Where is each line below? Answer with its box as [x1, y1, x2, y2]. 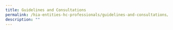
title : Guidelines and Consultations [5, 7, 86, 13]
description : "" [5, 17, 40, 22]
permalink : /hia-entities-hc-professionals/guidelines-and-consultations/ [5, 12, 169, 17]
